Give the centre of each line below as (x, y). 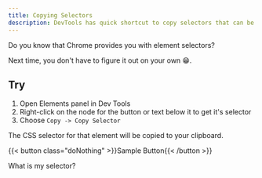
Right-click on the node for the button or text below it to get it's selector (135, 112)
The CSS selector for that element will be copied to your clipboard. (116, 136)
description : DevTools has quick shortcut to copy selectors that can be (131, 23)
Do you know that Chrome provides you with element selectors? (112, 45)
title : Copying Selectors (50, 15)
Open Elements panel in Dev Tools (75, 104)
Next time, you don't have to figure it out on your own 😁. (100, 60)
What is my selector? (42, 166)
